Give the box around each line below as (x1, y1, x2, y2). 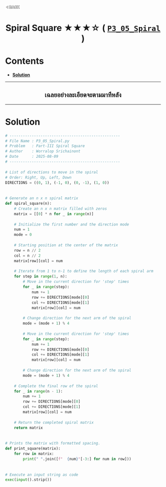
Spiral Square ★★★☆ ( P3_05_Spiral (5, 22, 161, 34)
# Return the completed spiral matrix (14, 420, 94, 425)
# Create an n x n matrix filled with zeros (14, 206, 107, 211)
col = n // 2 (14, 253, 41, 258)
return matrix (14, 425, 43, 430)
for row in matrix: (14, 451, 54, 456)
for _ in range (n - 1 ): (14, 389, 63, 394)
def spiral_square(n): (5, 201, 52, 206)
